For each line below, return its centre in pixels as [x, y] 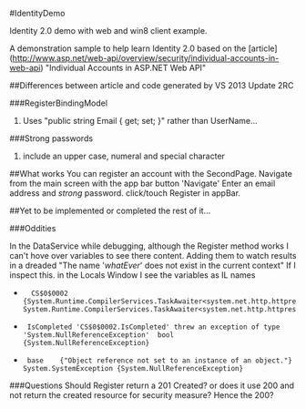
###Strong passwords [51, 138]
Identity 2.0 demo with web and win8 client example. [108, 31]
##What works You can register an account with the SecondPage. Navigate [151, 174]
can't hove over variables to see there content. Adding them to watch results [153, 256]
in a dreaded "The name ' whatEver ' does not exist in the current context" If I [153, 265]
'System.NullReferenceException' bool [98, 335]
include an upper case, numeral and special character [124, 156]
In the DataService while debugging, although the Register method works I [149, 246]
